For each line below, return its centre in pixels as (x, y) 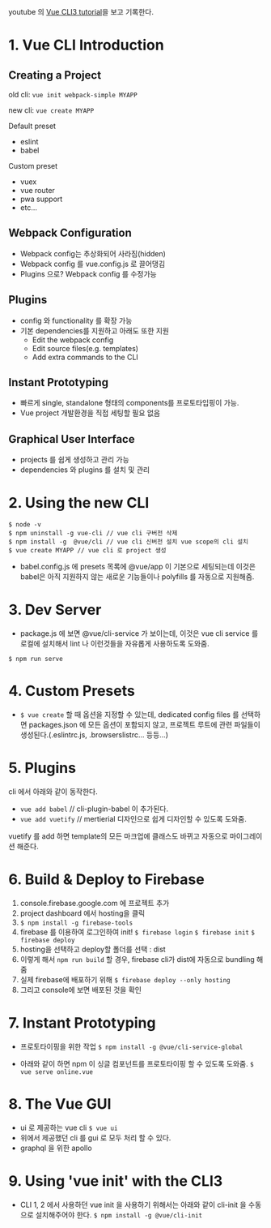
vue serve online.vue (56, 1072)
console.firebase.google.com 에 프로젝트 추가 (95, 903)
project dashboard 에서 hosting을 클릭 (83, 913)
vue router (37, 190)
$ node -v (25, 525)
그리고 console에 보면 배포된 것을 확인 (80, 990)
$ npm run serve (36, 659)
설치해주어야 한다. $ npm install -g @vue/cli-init (119, 1214)
